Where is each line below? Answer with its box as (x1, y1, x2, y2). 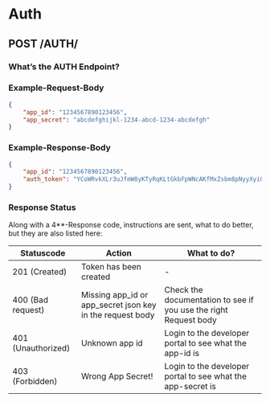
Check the (164, 285, 203, 296)
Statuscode (19, 248, 66, 259)
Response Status (8, 202, 76, 213)
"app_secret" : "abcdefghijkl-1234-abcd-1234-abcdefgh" (22, 116, 211, 124)
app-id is (164, 347, 199, 359)
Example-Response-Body (8, 142, 111, 154)
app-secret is (164, 381, 217, 392)
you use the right (164, 305, 228, 316)
